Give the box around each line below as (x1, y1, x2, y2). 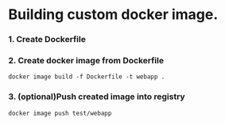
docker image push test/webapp (8, 109, 112, 117)
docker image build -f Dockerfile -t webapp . (8, 73, 165, 81)
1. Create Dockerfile (8, 34, 86, 45)
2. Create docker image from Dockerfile (8, 55, 165, 66)
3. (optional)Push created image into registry (8, 91, 185, 102)
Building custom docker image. (8, 6, 219, 24)
